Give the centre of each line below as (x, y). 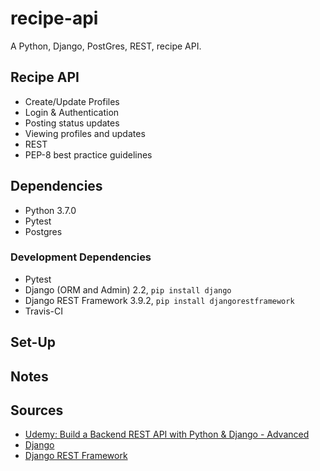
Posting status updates (72, 123)
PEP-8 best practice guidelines (88, 154)
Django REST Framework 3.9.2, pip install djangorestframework (159, 300)
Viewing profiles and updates (85, 133)
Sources (37, 410)
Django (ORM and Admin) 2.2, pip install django (128, 289)
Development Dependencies (81, 257)
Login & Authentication (72, 112)
